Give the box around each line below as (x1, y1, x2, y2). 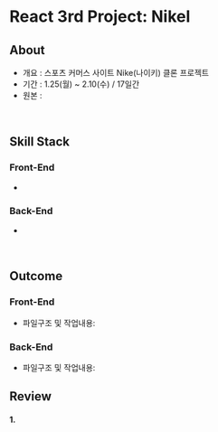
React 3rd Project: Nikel (9, 6, 191, 27)
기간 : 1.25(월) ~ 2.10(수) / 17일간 (22, 79, 140, 89)
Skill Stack (9, 134, 71, 150)
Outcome (9, 268, 63, 284)
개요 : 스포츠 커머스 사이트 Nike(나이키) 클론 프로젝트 (22, 68, 210, 78)
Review (9, 389, 52, 404)
